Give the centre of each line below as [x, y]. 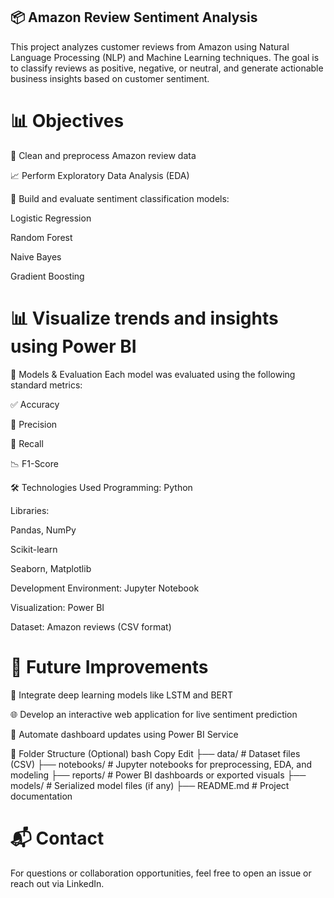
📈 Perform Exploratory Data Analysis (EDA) [100, 175]
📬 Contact [57, 838]
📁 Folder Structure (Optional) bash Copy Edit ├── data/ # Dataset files [155, 753]
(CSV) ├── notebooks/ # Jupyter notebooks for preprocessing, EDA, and [161, 764]
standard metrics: [46, 385]
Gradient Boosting [47, 276]
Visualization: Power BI [57, 607]
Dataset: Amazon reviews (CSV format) [91, 626]
